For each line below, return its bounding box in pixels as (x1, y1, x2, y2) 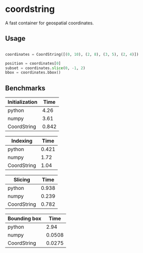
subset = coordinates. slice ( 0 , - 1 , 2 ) (5, 66, 85, 71)
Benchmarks (5, 84, 46, 92)
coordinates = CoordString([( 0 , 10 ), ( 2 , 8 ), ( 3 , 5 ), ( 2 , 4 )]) (5, 52, 139, 57)
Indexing (11, 138, 33, 145)
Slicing (13, 176, 31, 183)
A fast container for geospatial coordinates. (5, 20, 94, 26)
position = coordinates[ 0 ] (5, 61, 61, 66)
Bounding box (7, 215, 41, 222)
